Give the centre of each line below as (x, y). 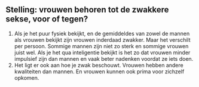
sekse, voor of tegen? (47, 19)
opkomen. (27, 77)
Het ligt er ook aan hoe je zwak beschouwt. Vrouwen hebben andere (99, 65)
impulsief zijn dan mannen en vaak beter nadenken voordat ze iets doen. (104, 58)
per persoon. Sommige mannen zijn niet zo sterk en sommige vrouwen (101, 46)
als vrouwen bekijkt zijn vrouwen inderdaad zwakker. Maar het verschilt (102, 40)
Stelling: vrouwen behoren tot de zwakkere (87, 10)
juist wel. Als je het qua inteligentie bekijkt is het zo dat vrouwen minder (102, 52)
